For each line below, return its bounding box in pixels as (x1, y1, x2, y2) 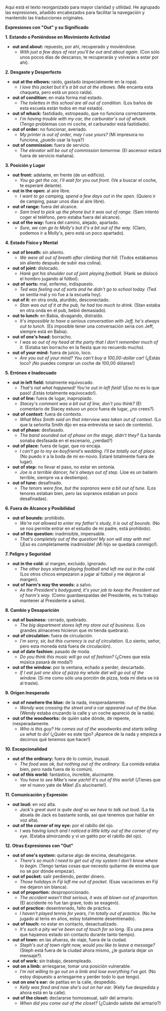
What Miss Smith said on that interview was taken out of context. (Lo (19, 417, 162, 422)
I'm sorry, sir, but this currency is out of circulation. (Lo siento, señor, (19, 638, 161, 644)
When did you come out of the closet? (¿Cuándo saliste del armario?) (19, 1000, 161, 1006)
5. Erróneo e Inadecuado (5, 370, 57, 376)
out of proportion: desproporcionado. (12, 889, 90, 895)
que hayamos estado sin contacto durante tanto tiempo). (19, 931, 136, 937)
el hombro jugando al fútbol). (19, 276, 79, 281)
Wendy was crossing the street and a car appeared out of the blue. (19, 705, 158, 710)
